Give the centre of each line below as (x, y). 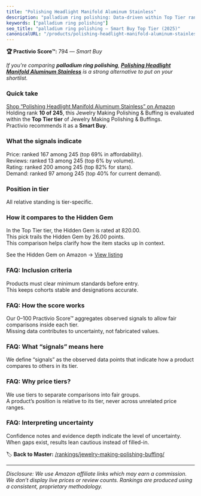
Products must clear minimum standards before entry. (73, 283)
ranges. (16, 407)
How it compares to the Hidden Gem (60, 217)
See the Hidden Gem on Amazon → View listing (65, 255)
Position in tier (28, 189)
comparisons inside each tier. (42, 325)
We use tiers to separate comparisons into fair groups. (73, 394)
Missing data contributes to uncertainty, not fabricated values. (83, 331)
